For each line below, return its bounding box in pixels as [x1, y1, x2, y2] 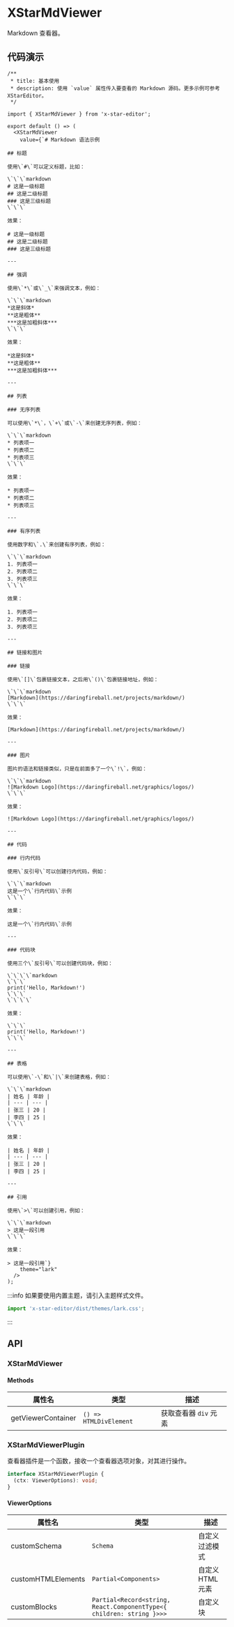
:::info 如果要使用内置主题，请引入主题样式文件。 [7, 1291, 148, 1300]
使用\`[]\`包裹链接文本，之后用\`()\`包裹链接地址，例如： [7, 676, 159, 683]
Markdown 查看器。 [7, 29, 64, 37]
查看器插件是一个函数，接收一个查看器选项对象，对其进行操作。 [7, 1457, 190, 1465]
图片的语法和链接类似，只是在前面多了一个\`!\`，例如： [7, 765, 148, 772]
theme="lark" [19, 1266, 58, 1272]
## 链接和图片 [7, 649, 43, 656]
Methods [7, 1376, 34, 1384]
